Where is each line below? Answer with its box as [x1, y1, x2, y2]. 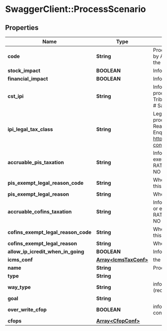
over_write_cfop [7, 306, 47, 313]
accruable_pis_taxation [7, 159, 64, 166]
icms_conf [7, 256, 33, 263]
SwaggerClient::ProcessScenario [5, 3, 146, 15]
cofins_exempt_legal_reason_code [7, 229, 92, 236]
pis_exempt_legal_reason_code [7, 180, 83, 186]
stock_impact [7, 67, 41, 74]
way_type [7, 284, 31, 291]
